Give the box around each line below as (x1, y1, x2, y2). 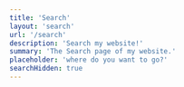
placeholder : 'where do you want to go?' (9, 55, 169, 64)
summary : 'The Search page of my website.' (9, 47, 177, 56)
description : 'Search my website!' (9, 38, 144, 48)
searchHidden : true (9, 64, 83, 73)
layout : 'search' (9, 22, 75, 31)
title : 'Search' (9, 13, 71, 23)
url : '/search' (9, 30, 67, 39)
